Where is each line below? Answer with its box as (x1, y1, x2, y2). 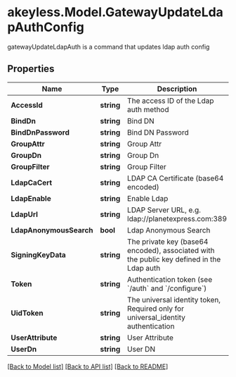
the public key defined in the (127, 254, 221, 264)
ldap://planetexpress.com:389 (127, 214, 227, 223)
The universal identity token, (127, 295, 221, 304)
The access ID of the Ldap (127, 96, 214, 106)
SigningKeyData (11, 249, 67, 259)
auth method (127, 104, 169, 114)
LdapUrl (11, 209, 39, 219)
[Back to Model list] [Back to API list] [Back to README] (7, 362, 169, 371)
